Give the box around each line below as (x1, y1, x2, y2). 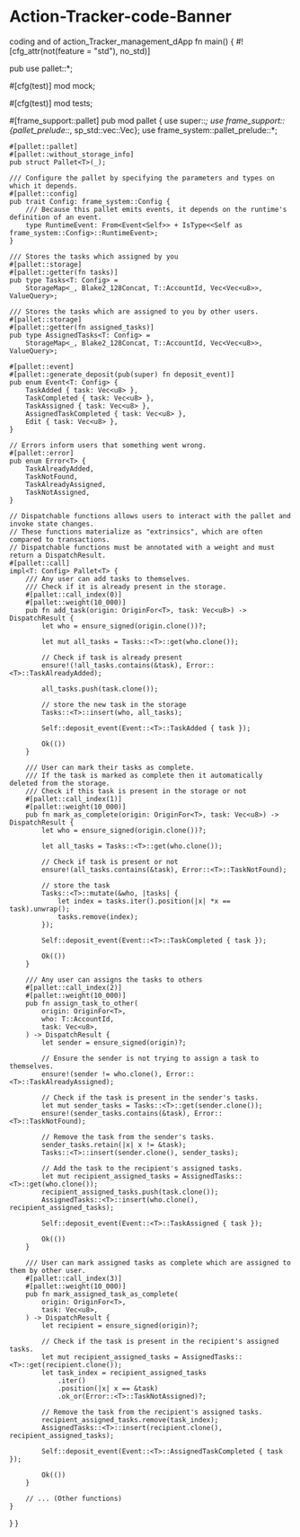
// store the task (41, 880, 110, 890)
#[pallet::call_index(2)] (25, 983, 123, 992)
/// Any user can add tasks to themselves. (25, 574, 191, 583)
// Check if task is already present (41, 653, 182, 662)
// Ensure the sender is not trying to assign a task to (41, 1054, 259, 1063)
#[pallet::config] (9, 189, 78, 199)
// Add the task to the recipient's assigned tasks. (41, 1163, 243, 1173)
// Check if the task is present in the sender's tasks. (41, 1093, 259, 1102)
